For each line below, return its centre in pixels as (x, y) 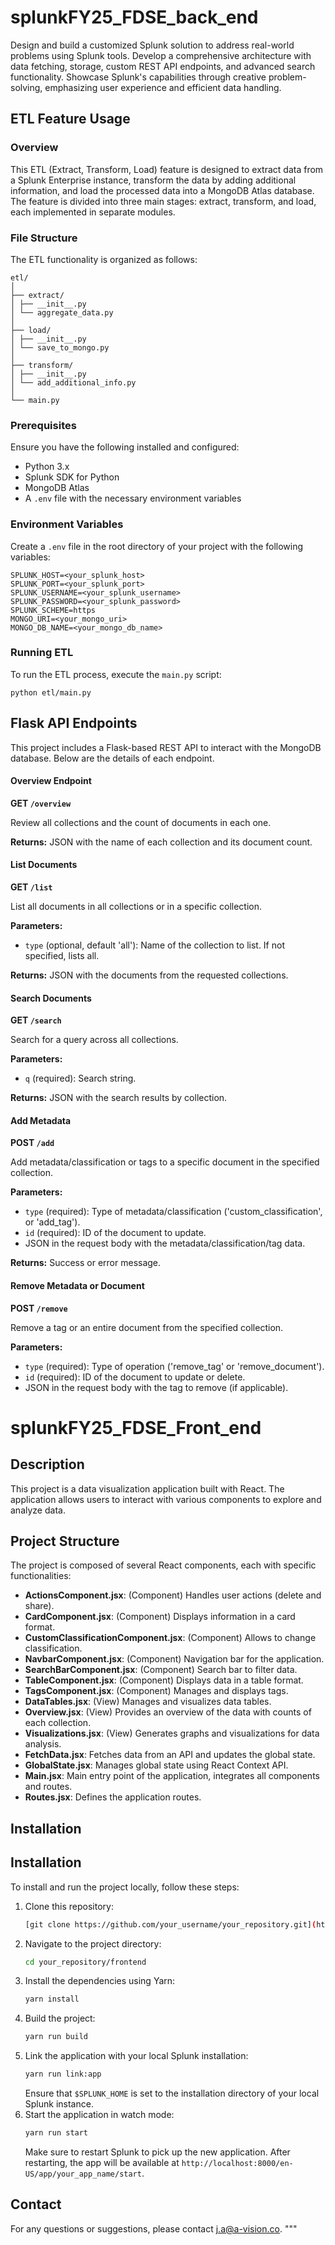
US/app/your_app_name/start (83, 2174)
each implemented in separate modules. (93, 212)
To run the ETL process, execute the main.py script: (116, 674)
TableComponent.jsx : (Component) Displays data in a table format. (164, 1680)
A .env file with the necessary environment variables (133, 498)
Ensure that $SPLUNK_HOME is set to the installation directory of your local (172, 2093)
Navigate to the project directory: (93, 1943)
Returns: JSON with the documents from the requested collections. (149, 975)
